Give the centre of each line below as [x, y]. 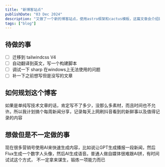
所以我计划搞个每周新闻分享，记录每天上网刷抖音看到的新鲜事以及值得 [84, 111]
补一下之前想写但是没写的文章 [42, 76]
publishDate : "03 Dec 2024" [34, 14]
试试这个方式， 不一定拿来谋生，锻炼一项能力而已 [55, 160]
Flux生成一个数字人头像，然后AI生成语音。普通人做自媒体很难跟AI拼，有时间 [82, 153]
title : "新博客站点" [24, 10]
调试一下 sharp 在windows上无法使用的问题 [56, 70]
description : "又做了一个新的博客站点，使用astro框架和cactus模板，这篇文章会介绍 [82, 19]
